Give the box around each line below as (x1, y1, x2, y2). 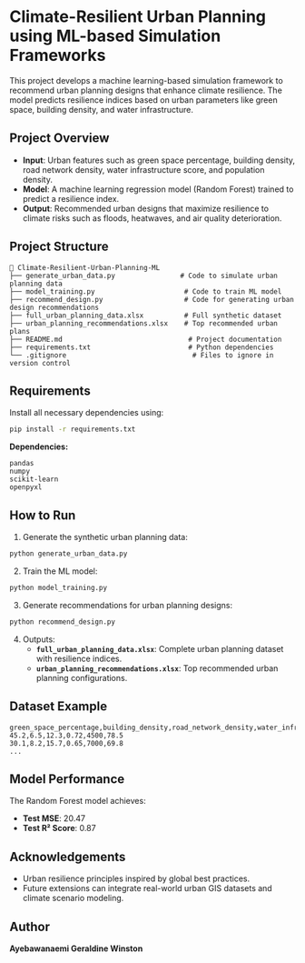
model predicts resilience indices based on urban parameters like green (9, 94, 279, 105)
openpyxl (9, 483, 43, 492)
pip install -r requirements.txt (9, 425, 136, 434)
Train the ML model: (22, 566, 98, 577)
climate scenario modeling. (22, 893, 124, 904)
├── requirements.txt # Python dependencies (9, 343, 274, 352)
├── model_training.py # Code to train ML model (9, 286, 282, 296)
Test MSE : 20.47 (22, 813, 86, 824)
